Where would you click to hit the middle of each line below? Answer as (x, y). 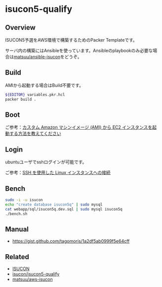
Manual (17, 229)
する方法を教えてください (35, 134)
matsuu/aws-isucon (32, 280)
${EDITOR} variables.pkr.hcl (35, 95)
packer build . (21, 99)
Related (17, 257)
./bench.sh (16, 214)
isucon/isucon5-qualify (36, 274)
